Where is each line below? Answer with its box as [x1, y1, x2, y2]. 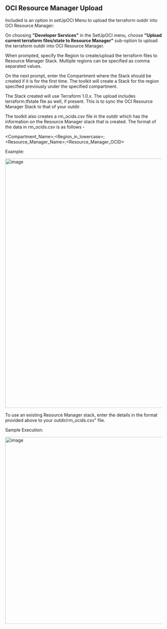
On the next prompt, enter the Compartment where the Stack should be [5, 72, 152, 79]
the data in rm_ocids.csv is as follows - [5, 124, 85, 130]
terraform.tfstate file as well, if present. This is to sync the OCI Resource [5, 98, 153, 104]
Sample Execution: [5, 426, 44, 433]
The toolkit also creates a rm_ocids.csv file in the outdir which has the [5, 113, 148, 119]
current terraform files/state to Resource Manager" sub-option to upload [5, 37, 158, 43]
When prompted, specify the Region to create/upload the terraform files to [5, 52, 158, 58]
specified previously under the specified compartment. [5, 83, 118, 89]
